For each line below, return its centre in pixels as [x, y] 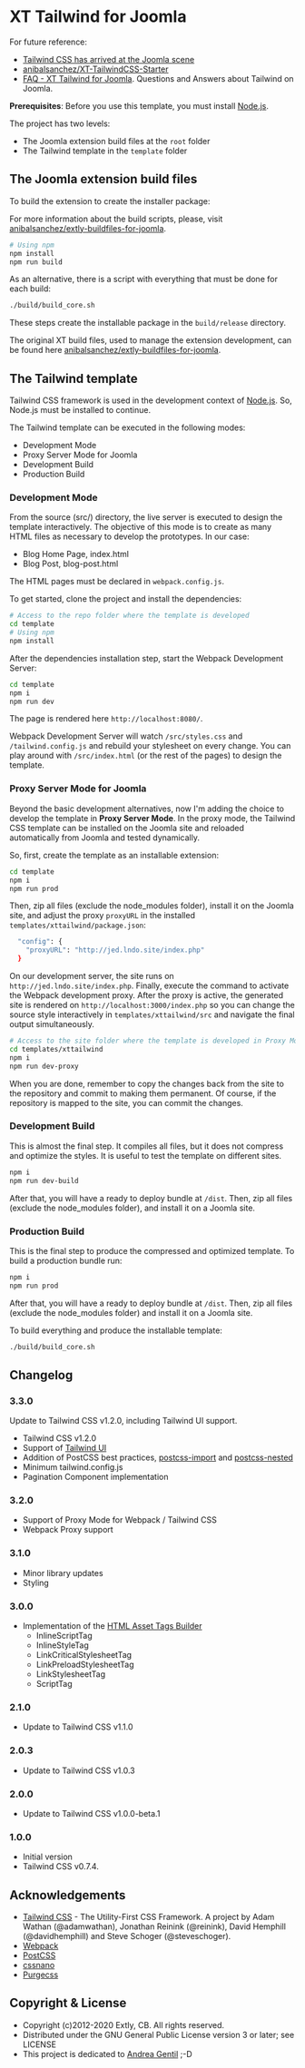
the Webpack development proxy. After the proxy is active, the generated [147, 995]
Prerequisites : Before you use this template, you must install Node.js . [139, 105]
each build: [30, 289]
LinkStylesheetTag [71, 1674]
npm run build [36, 262]
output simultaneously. [52, 1024]
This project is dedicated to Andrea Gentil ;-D [107, 2053]
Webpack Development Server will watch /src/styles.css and [126, 736]
